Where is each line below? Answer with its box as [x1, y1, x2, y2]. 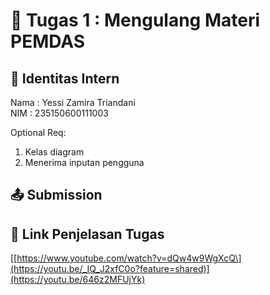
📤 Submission [10, 187, 103, 204]
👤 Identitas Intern [10, 70, 120, 87]
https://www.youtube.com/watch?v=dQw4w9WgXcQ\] [16, 252, 242, 264]
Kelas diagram [24, 146, 85, 158]
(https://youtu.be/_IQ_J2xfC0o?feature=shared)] [10, 263, 210, 275]
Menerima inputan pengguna [24, 157, 145, 168]
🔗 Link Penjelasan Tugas [10, 225, 165, 243]
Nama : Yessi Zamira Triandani [10, 97, 136, 108]
